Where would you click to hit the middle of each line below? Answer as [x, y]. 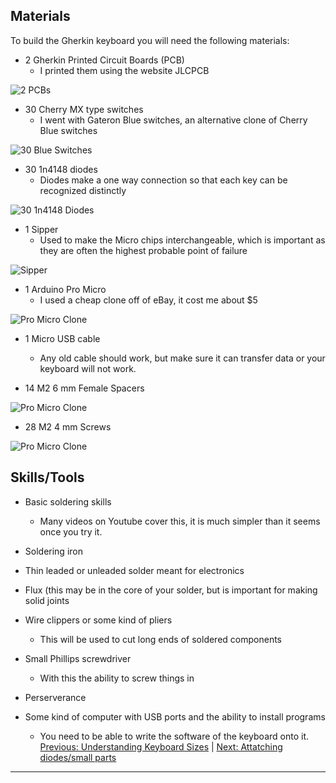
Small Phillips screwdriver [78, 658]
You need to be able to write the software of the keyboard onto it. [174, 736]
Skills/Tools [47, 477]
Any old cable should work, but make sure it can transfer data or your [182, 358]
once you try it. [71, 531]
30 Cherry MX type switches [84, 109]
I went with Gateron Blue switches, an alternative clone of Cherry [173, 120]
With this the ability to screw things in [117, 678]
